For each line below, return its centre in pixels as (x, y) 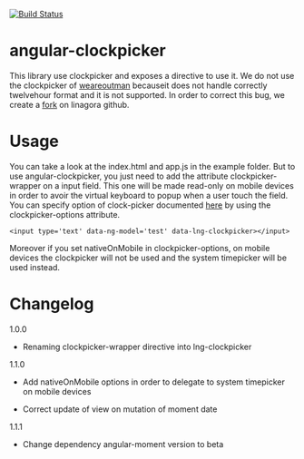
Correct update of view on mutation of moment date (120, 409)
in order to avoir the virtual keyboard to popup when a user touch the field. (149, 195)
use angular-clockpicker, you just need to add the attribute (119, 176)
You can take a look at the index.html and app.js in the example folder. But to (152, 166)
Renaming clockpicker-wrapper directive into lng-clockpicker (137, 347)
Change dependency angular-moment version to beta (123, 444)
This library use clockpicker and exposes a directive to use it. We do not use (152, 75)
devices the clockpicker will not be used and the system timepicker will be (148, 258)
